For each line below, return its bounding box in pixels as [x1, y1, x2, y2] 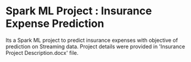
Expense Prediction [5, 17, 104, 30]
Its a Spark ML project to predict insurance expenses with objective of [5, 36, 178, 44]
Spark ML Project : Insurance [5, 4, 152, 18]
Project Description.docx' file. [5, 49, 79, 56]
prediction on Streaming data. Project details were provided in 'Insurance [5, 43, 186, 50]
